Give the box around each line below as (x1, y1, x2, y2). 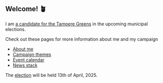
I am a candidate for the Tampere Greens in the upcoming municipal (5, 20, 148, 27)
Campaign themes (12, 51, 51, 58)
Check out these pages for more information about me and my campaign (5, 36, 158, 42)
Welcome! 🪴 (5, 5, 47, 13)
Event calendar (12, 57, 45, 63)
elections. (5, 26, 26, 32)
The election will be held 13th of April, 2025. (5, 72, 98, 78)
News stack (12, 62, 38, 68)
